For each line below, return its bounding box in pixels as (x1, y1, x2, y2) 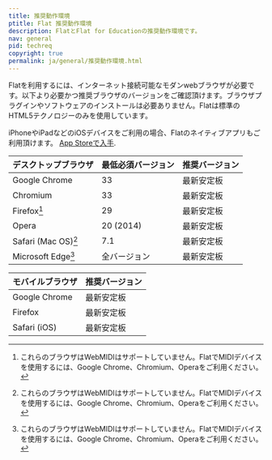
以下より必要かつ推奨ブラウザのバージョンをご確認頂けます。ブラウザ (21, 90, 255, 100)
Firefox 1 (12, 204, 44, 217)
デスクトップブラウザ (12, 159, 95, 170)
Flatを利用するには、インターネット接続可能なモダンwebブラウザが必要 (8, 80, 249, 90)
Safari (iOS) (12, 322, 57, 333)
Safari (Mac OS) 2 (12, 234, 79, 247)
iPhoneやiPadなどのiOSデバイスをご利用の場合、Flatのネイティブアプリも (8, 127, 253, 138)
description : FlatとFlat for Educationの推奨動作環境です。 (8, 27, 202, 35)
